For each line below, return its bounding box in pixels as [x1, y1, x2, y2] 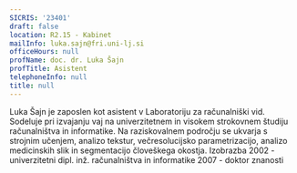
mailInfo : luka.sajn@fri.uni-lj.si [9, 38, 145, 48]
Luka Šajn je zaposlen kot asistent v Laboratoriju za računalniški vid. [9, 106, 266, 117]
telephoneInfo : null [9, 73, 88, 82]
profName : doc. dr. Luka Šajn [9, 56, 125, 65]
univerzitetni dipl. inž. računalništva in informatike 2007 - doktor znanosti [9, 154, 284, 165]
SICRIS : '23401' [9, 13, 71, 23]
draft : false [9, 22, 59, 31]
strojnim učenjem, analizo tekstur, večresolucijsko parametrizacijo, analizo [9, 135, 288, 146]
